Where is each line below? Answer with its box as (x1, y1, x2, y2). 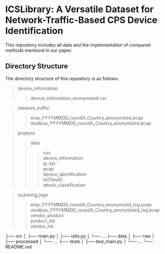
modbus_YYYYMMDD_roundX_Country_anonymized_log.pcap (30, 207, 160, 213)
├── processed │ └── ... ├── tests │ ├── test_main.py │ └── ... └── (5, 238, 153, 244)
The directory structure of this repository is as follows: (5, 75, 119, 82)
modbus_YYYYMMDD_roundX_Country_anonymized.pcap (30, 120, 151, 126)
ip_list (43, 160, 55, 166)
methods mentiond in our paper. (5, 47, 73, 53)
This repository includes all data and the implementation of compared (5, 42, 151, 48)
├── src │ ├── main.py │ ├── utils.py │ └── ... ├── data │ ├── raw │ (5, 233, 155, 239)
